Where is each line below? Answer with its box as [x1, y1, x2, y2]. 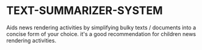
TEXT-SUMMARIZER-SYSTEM [6, 4, 163, 18]
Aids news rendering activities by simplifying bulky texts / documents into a [6, 24, 197, 31]
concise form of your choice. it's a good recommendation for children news [6, 30, 197, 37]
